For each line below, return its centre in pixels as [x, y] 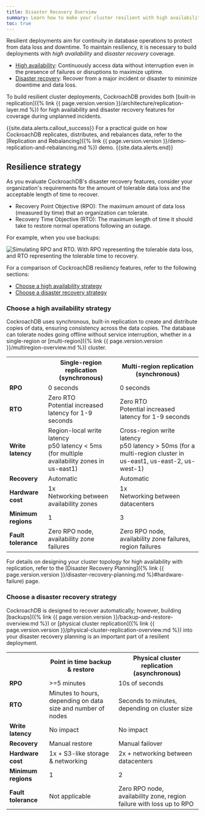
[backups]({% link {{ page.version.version [59, 617]
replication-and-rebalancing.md [46, 148]
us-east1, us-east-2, [151, 461]
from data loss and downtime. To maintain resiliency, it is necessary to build [102, 47]
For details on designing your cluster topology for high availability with [95, 562]
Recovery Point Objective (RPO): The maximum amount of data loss [100, 206]
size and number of [77, 708]
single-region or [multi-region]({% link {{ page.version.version [85, 341]
